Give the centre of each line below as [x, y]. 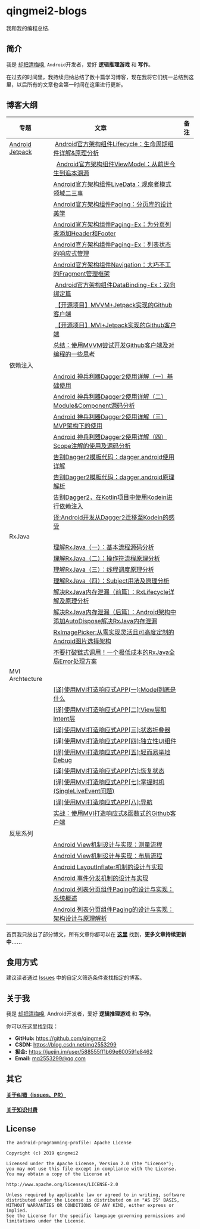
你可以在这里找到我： [32, 1026]
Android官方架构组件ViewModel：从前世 [113, 164]
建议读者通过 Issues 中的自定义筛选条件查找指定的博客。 [76, 978]
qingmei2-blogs [47, 11]
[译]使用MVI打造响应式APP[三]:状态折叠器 [112, 730]
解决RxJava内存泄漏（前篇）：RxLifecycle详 [114, 592]
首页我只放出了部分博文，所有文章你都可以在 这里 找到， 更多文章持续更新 [96, 934]
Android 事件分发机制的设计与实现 [101, 878]
